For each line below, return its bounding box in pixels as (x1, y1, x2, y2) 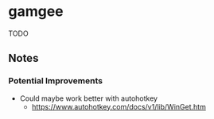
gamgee (8, 2, 64, 21)
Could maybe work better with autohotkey (19, 94, 158, 103)
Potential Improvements (8, 75, 103, 86)
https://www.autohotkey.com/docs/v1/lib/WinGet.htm (31, 102, 207, 111)
